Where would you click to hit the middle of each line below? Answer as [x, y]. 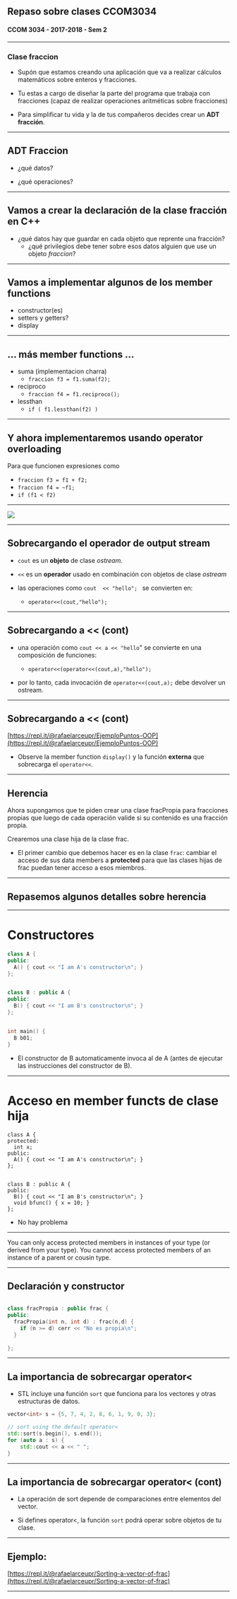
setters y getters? [43, 318]
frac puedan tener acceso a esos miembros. [82, 868]
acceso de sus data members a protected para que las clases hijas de [120, 860]
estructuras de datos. [49, 1401]
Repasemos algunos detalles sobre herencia [107, 896]
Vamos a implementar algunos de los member [110, 282]
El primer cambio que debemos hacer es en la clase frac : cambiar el [117, 853]
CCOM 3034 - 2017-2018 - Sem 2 [57, 29]
